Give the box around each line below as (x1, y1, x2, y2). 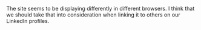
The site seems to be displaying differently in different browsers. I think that (6, 5, 195, 12)
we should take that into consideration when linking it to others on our (6, 11, 180, 18)
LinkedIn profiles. (6, 18, 50, 24)
